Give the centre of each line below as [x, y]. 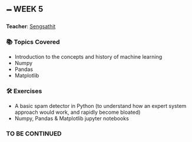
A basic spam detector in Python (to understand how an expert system [100, 106]
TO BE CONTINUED [34, 134]
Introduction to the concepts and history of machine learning [88, 57]
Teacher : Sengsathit [31, 26]
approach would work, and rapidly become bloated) [77, 112]
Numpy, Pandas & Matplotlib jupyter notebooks [72, 119]
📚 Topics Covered [33, 42]
